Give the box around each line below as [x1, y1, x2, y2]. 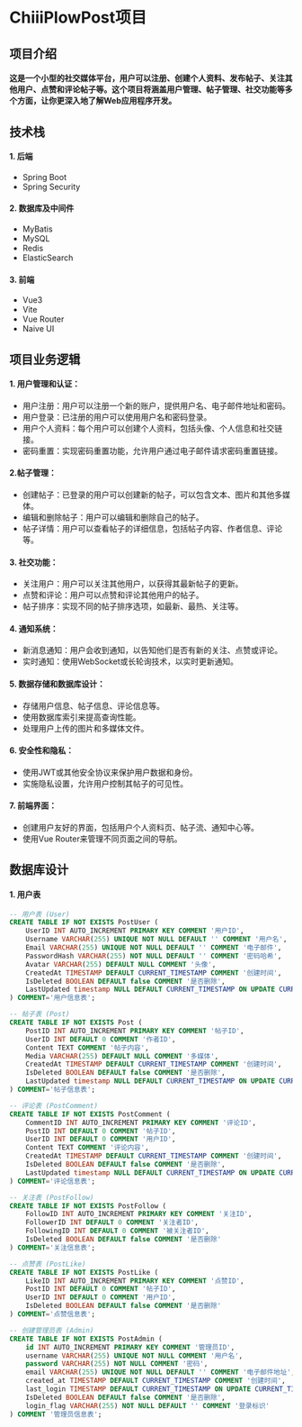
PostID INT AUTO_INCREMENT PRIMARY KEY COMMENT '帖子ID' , [25, 1026, 244, 1035]
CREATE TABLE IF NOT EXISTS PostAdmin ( [9, 1334, 164, 1343]
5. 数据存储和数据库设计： [9, 678, 105, 689]
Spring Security [22, 181, 81, 192]
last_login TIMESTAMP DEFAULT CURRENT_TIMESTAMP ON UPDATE [25, 1385, 252, 1394]
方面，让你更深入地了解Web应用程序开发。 [16, 95, 177, 106]
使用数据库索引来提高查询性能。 [22, 712, 141, 723]
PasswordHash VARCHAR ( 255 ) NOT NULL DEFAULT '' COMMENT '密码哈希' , [25, 951, 282, 960]
